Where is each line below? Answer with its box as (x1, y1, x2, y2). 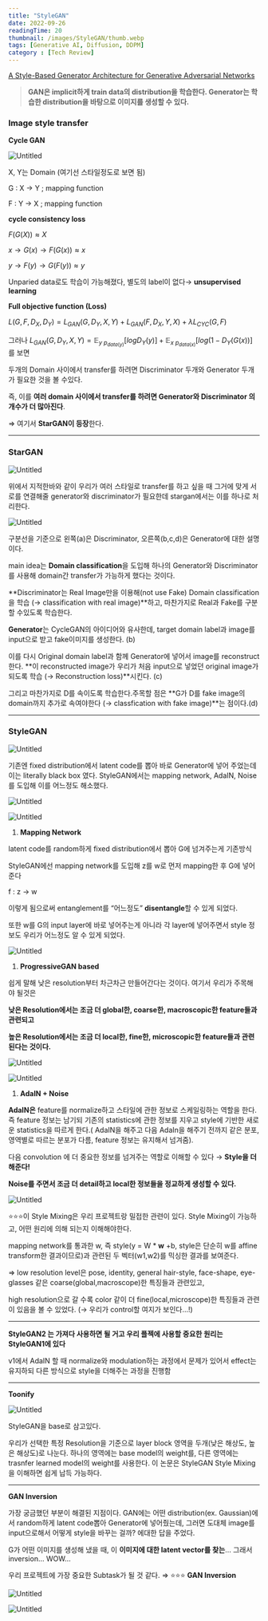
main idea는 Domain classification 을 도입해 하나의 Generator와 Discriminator (8, 560, 258, 570)
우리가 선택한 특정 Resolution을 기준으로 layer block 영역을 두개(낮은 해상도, (8, 1438, 247, 1448)
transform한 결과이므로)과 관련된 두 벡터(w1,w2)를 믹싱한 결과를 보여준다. (8, 1250, 239, 1260)
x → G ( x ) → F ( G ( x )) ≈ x (8, 245, 86, 255)
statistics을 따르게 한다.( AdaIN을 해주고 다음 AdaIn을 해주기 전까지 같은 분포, (16, 1125, 259, 1134)
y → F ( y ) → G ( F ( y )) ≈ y (8, 261, 85, 270)
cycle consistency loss (8, 215, 86, 224)
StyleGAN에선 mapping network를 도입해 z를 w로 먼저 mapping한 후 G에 (8, 861, 241, 870)
